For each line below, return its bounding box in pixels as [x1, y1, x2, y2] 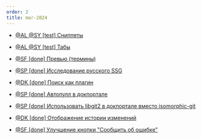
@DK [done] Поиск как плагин [15, 79, 94, 86]
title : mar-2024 [6, 15, 47, 21]
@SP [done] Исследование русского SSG [15, 66, 123, 74]
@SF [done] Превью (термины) [15, 55, 96, 62]
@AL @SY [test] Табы [15, 43, 71, 51]
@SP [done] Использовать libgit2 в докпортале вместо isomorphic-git [15, 102, 196, 110]
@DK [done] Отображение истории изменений [15, 114, 137, 121]
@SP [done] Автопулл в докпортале [15, 90, 108, 98]
